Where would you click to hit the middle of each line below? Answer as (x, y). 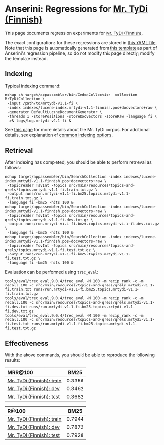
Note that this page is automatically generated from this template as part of (81, 48)
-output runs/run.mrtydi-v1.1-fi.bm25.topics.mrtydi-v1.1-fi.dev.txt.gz (83, 224)
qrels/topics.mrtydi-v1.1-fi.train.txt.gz (49, 190)
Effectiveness (27, 343)
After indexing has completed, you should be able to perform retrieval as (79, 162)
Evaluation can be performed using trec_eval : (52, 272)
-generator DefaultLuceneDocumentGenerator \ (55, 112)
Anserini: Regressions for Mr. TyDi (77, 9)
